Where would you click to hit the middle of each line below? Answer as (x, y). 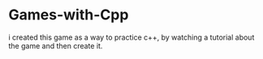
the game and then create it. (56, 45)
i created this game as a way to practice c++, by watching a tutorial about (131, 37)
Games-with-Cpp (69, 15)
